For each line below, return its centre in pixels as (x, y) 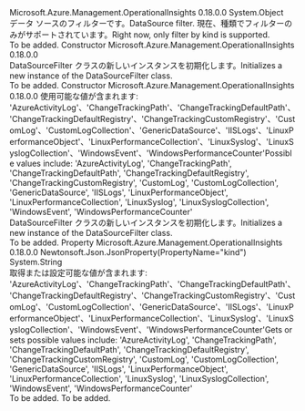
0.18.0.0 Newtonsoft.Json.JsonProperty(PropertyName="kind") (128, 252)
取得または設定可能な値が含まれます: (79, 272)
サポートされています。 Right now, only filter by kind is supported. (147, 35)
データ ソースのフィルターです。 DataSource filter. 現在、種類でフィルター (147, 23)
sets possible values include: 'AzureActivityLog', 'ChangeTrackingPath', (143, 340)
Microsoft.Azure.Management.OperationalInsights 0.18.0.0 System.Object (147, 12)
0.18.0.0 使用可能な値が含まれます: (74, 96)
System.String (36, 262)
